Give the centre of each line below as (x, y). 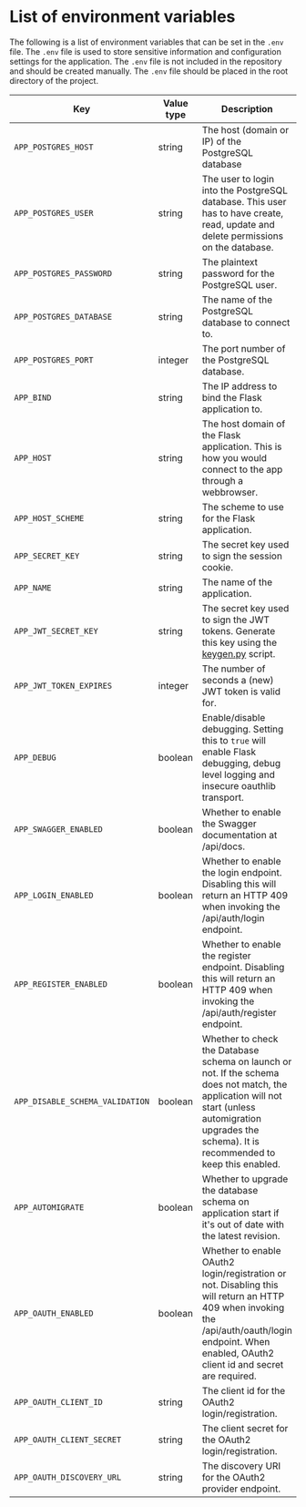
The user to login (238, 179)
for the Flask (229, 518)
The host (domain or (245, 129)
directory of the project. (54, 80)
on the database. (238, 247)
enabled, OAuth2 (238, 1353)
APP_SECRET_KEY (47, 556)
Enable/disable (234, 717)
